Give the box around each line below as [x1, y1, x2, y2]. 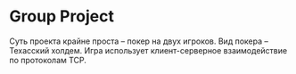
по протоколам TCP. [9, 54, 87, 65]
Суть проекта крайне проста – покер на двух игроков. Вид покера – [9, 36, 269, 46]
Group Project [9, 6, 114, 27]
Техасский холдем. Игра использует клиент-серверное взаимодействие [9, 45, 288, 55]
